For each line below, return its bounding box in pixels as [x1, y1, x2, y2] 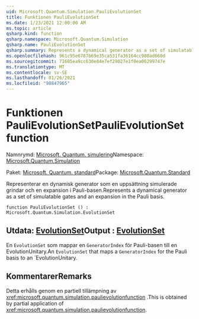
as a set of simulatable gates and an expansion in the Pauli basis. [6, 192, 165, 200]
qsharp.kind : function [6, 31, 62, 37]
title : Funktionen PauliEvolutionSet [6, 14, 99, 20]
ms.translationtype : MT [6, 64, 65, 70]
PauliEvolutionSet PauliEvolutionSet [6, 119, 184, 132]
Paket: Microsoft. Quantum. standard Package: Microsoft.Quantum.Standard [6, 169, 191, 176]
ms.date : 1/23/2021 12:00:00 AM [6, 20, 86, 26]
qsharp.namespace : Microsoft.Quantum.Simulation [6, 36, 129, 42]
